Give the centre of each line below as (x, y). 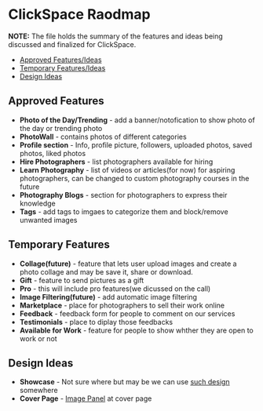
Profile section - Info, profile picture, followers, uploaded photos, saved (136, 145)
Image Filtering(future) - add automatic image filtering (108, 296)
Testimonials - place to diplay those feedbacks (96, 322)
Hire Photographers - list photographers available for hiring (116, 162)
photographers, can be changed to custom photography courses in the (134, 178)
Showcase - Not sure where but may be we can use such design (124, 382)
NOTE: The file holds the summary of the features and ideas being (116, 36)
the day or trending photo (61, 128)
